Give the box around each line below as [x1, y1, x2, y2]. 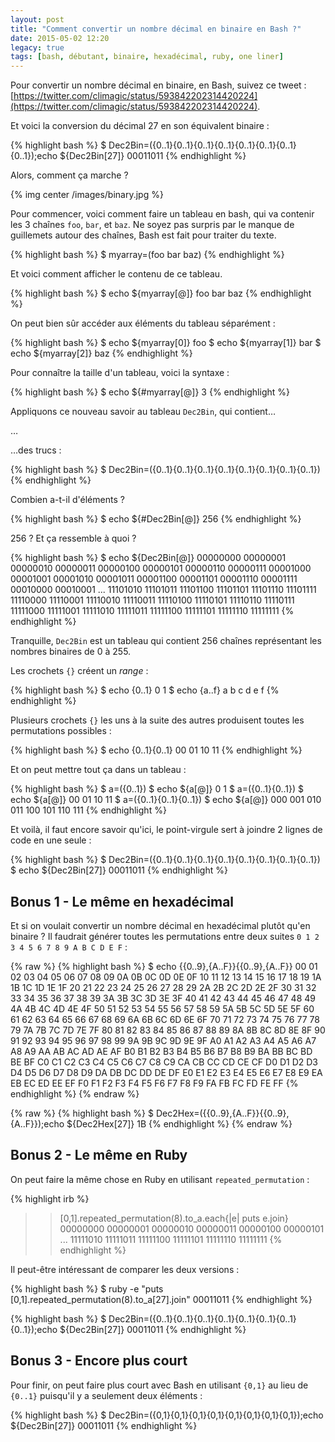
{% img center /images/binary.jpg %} [10, 189, 164, 201]
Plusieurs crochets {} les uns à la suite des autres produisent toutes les [10, 714, 305, 726]
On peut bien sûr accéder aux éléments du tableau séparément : [10, 317, 276, 330]
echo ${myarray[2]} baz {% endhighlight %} [10, 347, 193, 360]
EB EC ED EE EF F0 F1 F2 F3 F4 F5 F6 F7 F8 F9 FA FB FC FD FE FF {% [10, 1077, 299, 1089]
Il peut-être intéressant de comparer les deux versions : [10, 1263, 240, 1275]
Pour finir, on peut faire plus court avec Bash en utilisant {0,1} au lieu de [10, 1379, 309, 1391]
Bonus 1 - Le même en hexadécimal [10, 893, 235, 910]
